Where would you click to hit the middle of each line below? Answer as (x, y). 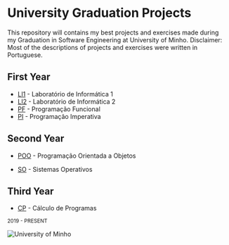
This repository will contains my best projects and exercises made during (113, 32)
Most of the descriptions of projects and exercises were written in (103, 47)
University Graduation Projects (99, 13)
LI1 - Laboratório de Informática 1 (65, 94)
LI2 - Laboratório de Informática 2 (66, 101)
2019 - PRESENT (27, 221)
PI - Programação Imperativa (59, 116)
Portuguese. (25, 55)
